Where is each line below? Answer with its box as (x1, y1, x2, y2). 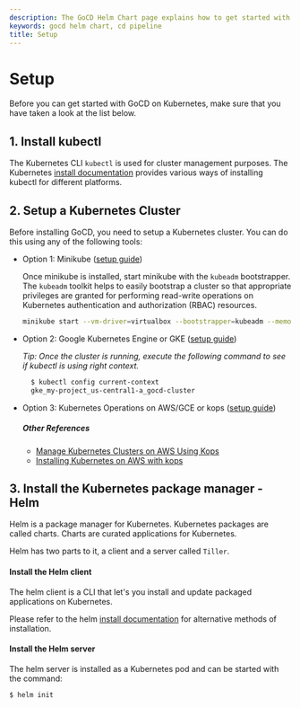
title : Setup (9, 30, 58, 39)
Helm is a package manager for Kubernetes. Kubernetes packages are (9, 518, 269, 530)
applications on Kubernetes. (9, 596, 114, 606)
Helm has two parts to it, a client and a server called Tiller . (9, 545, 230, 557)
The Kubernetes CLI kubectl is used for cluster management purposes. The (9, 158, 288, 169)
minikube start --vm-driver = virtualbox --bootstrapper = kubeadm (21, 316, 264, 326)
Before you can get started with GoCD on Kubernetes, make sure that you (9, 98, 281, 109)
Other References (21, 423, 90, 434)
